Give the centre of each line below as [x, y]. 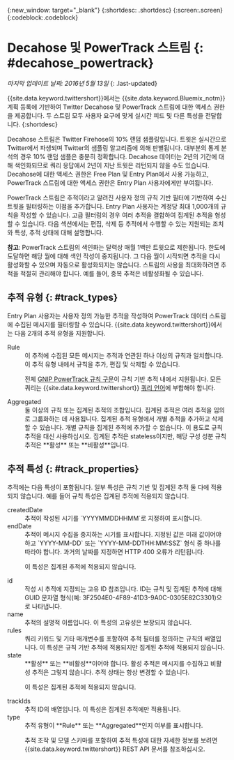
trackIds [19, 701]
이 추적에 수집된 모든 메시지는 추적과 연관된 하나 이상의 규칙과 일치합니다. [124, 355]
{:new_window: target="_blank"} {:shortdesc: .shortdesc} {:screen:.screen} [115, 10]
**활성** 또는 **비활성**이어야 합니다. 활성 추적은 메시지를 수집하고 [117, 663]
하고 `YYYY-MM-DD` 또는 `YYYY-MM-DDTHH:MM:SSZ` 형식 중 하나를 [123, 543]
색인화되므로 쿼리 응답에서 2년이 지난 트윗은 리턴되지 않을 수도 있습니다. [112, 165]
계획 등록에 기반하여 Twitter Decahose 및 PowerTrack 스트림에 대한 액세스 [110, 107]
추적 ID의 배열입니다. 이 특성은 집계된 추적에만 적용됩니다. [103, 709]
